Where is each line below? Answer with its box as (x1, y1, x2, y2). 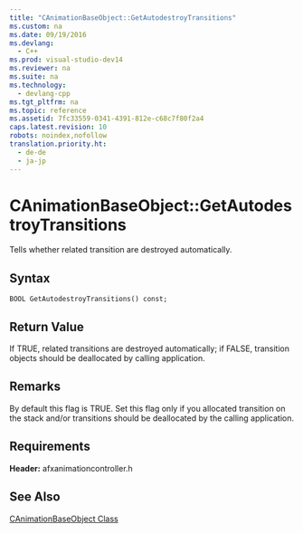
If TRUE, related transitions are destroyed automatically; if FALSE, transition (9, 343, 289, 354)
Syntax (9, 271, 51, 286)
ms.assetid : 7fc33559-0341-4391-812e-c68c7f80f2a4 (9, 114, 204, 123)
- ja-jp (17, 156, 47, 166)
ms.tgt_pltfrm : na (9, 97, 79, 107)
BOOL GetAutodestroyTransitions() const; (9, 295, 168, 304)
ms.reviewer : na (9, 64, 71, 73)
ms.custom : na (9, 22, 63, 31)
